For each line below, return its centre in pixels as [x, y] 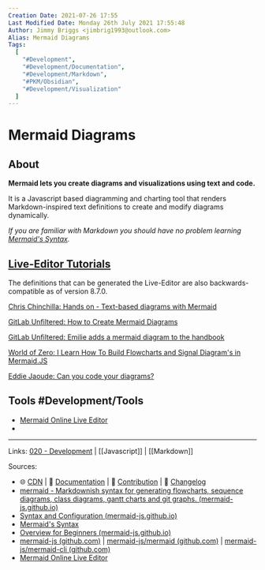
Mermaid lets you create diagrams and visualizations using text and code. [132, 183]
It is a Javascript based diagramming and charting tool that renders [118, 199]
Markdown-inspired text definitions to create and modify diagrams [116, 207]
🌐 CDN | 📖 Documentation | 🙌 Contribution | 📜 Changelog [113, 482]
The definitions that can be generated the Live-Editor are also [108, 283]
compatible [26, 291]
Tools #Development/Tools [76, 401]
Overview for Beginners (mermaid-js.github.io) [95, 532]
